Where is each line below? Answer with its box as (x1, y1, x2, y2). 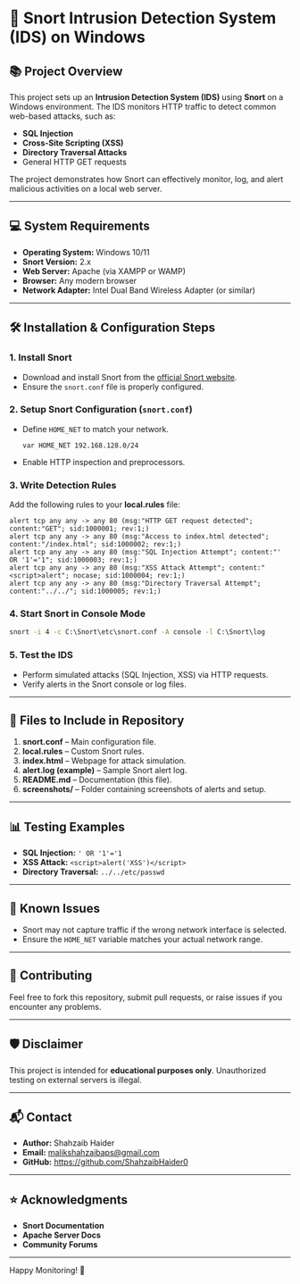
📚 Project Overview (9, 63, 123, 79)
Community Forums (21, 1239, 98, 1250)
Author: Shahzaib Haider (21, 1138, 115, 1148)
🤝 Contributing (9, 968, 93, 983)
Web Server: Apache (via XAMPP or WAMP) (21, 265, 186, 276)
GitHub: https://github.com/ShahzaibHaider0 (21, 1156, 189, 1168)
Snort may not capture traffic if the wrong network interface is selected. (21, 924, 287, 935)
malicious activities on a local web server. (9, 183, 162, 194)
